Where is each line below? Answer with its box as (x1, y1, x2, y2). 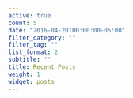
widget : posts (8, 77, 55, 85)
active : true (8, 11, 51, 20)
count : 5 (8, 19, 37, 27)
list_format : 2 (8, 48, 59, 56)
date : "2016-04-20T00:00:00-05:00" (8, 26, 126, 34)
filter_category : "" (8, 33, 77, 42)
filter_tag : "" (8, 41, 59, 49)
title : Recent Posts (8, 63, 77, 71)
